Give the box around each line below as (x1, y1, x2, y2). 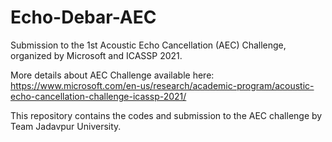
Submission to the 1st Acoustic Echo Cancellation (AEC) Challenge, (10, 39, 287, 51)
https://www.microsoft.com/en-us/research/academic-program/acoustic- (10, 79, 315, 91)
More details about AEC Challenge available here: (10, 69, 215, 81)
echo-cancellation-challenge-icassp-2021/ (10, 90, 187, 102)
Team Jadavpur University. (10, 120, 122, 132)
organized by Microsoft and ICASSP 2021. (10, 49, 183, 61)
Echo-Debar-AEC (10, 6, 157, 29)
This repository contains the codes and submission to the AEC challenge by (10, 109, 323, 121)
